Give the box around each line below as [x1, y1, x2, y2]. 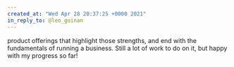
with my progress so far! [7, 51, 78, 60]
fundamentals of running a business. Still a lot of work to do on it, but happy [7, 44, 228, 52]
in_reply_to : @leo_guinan [7, 17, 83, 24]
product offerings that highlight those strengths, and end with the [7, 36, 197, 44]
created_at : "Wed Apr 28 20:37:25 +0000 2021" [7, 10, 147, 18]
